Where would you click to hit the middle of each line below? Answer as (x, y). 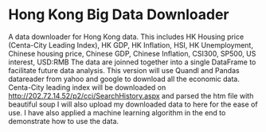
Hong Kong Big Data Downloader (119, 15)
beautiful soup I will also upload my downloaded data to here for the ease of (133, 104)
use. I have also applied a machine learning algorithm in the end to (117, 112)
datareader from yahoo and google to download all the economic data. (124, 79)
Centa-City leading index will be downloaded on (87, 87)
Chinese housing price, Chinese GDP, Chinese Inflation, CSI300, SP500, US (132, 53)
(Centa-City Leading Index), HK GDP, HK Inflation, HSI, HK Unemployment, (131, 45)
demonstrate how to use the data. (64, 121)
